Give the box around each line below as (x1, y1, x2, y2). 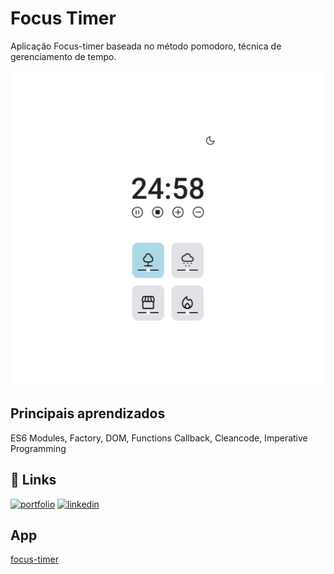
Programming (10, 442, 67, 454)
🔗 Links (10, 472, 57, 489)
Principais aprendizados (10, 405, 166, 422)
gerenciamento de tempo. (10, 50, 117, 62)
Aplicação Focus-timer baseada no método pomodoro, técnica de (10, 40, 282, 52)
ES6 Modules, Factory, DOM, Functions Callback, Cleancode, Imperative (10, 432, 308, 444)
